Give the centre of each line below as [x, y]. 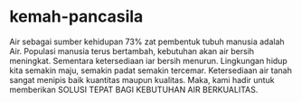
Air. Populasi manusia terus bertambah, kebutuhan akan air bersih [132, 51]
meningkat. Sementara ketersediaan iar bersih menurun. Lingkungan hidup [148, 60]
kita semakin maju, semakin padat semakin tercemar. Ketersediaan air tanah [150, 70]
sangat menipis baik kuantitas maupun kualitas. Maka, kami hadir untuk [142, 79]
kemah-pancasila [76, 17]
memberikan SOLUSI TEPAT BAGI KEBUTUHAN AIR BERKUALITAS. [134, 89]
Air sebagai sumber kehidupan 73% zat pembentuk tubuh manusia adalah [147, 42]
